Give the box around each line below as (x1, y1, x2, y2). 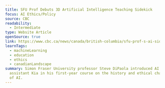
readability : (5, 21, 32, 26)
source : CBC (5, 16, 29, 21)
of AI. (9, 75, 23, 80)
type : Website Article (5, 30, 52, 35)
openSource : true (5, 35, 41, 40)
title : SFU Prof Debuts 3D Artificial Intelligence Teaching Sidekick (5, 7, 153, 12)
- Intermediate (9, 25, 41, 30)
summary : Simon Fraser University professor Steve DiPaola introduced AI (5, 66, 160, 71)
